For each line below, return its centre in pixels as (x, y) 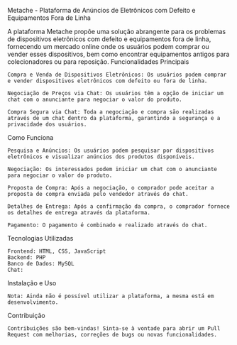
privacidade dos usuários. (47, 124)
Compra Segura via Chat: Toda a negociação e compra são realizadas (111, 112)
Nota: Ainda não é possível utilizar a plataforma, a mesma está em (111, 296)
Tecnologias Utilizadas (40, 238)
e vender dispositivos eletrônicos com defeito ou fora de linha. (108, 81)
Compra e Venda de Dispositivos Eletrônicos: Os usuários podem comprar (117, 75)
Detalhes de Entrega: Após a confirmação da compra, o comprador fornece (119, 207)
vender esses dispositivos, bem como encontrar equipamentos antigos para (118, 54)
